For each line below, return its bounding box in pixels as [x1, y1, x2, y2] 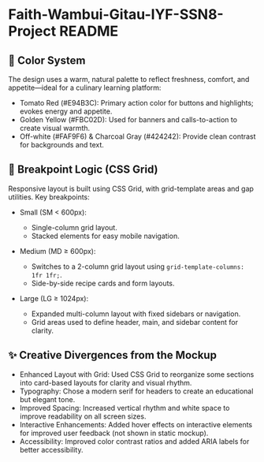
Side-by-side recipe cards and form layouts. [31, 278, 175, 288]
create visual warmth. [19, 124, 91, 132]
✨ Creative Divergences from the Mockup [8, 348, 217, 362]
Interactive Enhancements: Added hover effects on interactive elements [19, 419, 253, 429]
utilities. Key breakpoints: [8, 192, 91, 202]
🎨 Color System [8, 54, 86, 67]
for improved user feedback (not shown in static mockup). [19, 428, 209, 438]
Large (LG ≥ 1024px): [19, 293, 89, 303]
